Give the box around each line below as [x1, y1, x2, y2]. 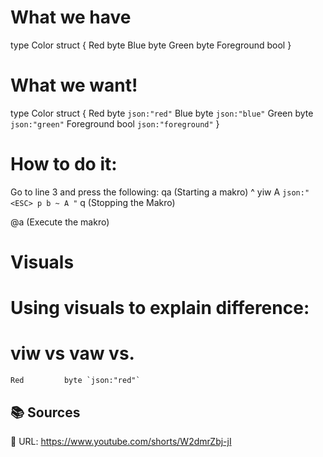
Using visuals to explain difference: [10, 297, 310, 320]
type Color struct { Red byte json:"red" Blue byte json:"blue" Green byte [10, 107, 314, 119]
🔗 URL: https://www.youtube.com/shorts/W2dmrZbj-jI [10, 435, 232, 447]
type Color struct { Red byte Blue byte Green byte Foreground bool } [10, 39, 292, 51]
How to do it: [10, 153, 118, 176]
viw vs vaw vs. [10, 342, 135, 365]
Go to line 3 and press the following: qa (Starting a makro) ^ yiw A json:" [10, 186, 310, 198]
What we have [10, 6, 132, 29]
